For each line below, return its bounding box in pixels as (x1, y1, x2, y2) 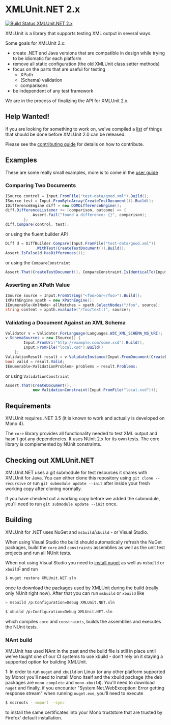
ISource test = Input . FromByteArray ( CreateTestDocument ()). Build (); (5, 198, 154, 203)
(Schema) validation (20, 77, 63, 83)
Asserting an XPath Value (5, 281, 70, 288)
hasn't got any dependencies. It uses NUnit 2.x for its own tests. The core (5, 436, 160, 442)
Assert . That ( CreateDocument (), (5, 383, 72, 388)
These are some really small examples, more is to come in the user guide (5, 169, 158, 175)
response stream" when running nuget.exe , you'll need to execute (5, 690, 144, 697)
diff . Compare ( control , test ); (5, 222, 70, 227)
